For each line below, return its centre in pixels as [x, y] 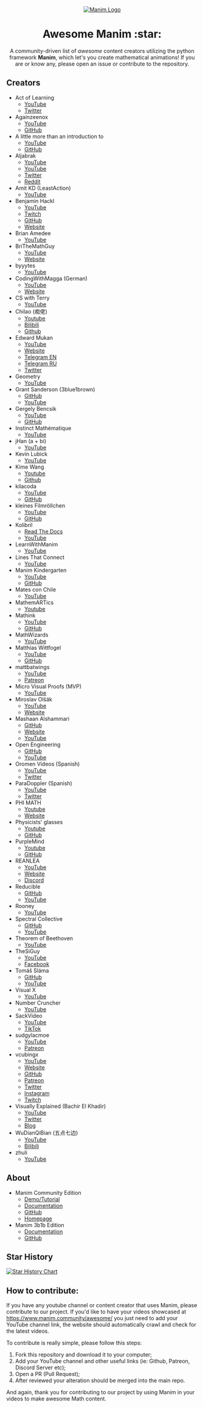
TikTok [33, 1028]
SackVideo [29, 1016]
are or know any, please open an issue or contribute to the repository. [102, 64]
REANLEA [27, 861]
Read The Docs [43, 531]
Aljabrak [26, 156]
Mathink [25, 615]
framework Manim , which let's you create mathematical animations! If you [102, 57]
